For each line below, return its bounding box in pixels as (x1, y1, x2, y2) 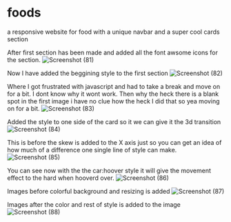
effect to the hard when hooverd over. (7, 174, 115, 182)
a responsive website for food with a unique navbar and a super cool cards (7, 28, 220, 36)
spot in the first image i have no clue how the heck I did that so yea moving (7, 97, 220, 105)
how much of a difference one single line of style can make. (7, 145, 177, 154)
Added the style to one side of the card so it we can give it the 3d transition (7, 117, 221, 125)
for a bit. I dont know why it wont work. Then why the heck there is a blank (7, 90, 219, 98)
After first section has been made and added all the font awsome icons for (7, 48, 219, 57)
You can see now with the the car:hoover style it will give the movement (7, 166, 212, 174)
